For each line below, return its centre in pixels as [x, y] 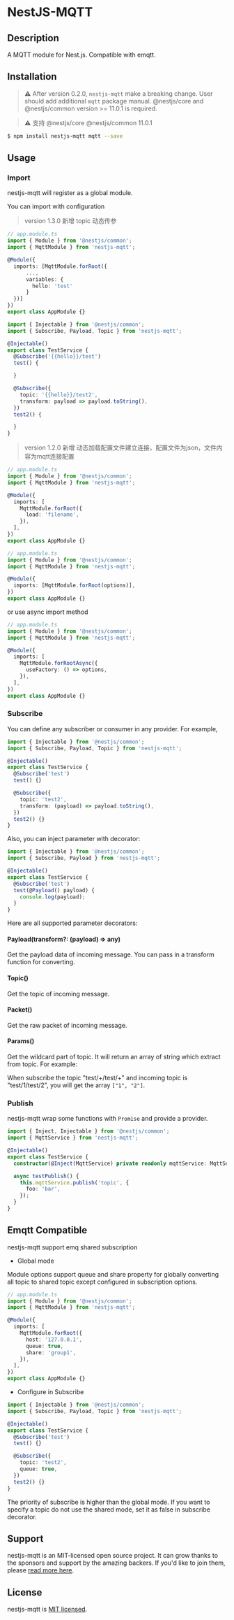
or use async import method [48, 612]
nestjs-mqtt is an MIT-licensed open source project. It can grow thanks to [112, 1556]
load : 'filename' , [52, 515]
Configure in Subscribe [50, 1392]
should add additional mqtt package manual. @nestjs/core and [114, 101]
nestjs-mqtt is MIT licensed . [47, 1610]
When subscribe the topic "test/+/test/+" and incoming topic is [97, 1077]
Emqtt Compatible [47, 1230]
